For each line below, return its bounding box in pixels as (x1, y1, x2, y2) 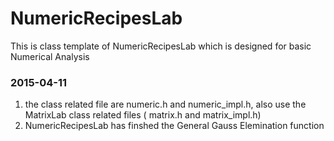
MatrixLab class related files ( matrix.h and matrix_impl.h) (24, 109, 262, 121)
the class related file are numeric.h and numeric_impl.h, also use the (24, 98, 307, 111)
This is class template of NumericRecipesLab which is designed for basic (10, 40, 312, 52)
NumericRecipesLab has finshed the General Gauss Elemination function (24, 120, 325, 132)
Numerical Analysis (10, 50, 90, 62)
